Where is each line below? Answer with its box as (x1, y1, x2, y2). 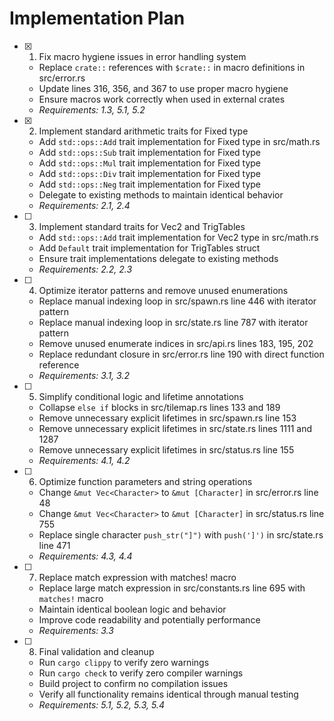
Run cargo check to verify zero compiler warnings (38, 667, 244, 679)
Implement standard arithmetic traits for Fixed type (38, 125, 249, 137)
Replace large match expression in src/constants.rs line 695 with (38, 582, 306, 594)
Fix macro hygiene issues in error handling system (38, 50, 247, 62)
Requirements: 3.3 (38, 624, 114, 636)
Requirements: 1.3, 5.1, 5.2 (38, 103, 146, 116)
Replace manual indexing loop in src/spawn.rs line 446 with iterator (38, 295, 317, 307)
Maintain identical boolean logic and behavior (38, 603, 227, 615)
